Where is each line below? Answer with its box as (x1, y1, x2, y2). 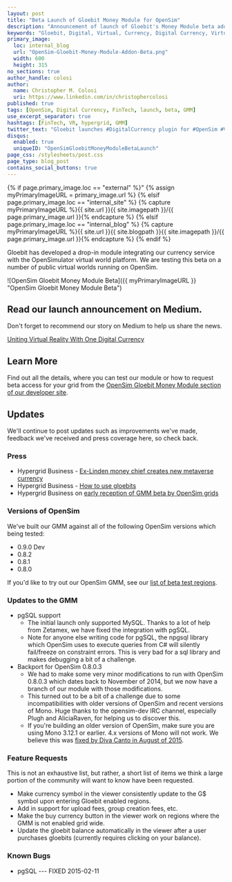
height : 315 (13, 62, 48, 68)
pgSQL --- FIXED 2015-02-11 (17, 867, 99, 875)
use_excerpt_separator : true (7, 113, 91, 120)
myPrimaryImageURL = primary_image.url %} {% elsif (7, 191, 160, 199)
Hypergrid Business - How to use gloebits (17, 482, 137, 490)
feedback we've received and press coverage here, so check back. (7, 434, 199, 442)
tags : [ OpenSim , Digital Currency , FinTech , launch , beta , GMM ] (7, 106, 196, 113)
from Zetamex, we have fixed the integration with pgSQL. (27, 626, 191, 634)
